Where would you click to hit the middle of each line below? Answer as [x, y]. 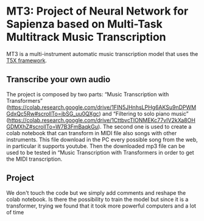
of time [15, 212]
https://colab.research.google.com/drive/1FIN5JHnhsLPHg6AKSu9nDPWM [102, 107]
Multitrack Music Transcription [86, 37]
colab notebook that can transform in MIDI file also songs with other [92, 133]
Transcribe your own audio [58, 79]
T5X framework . [27, 60]
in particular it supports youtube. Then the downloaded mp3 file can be [96, 146]
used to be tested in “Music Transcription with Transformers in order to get [100, 152]
